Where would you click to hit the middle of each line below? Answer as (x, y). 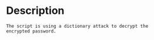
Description (35, 11)
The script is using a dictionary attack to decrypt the (77, 26)
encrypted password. (31, 31)
